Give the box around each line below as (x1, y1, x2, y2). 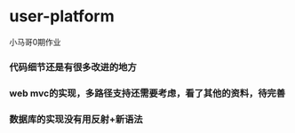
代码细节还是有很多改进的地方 (9, 60, 138, 73)
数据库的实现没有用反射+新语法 (9, 113, 144, 125)
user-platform (9, 6, 115, 27)
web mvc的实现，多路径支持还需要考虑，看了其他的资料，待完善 (9, 87, 286, 99)
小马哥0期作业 (9, 36, 61, 47)
